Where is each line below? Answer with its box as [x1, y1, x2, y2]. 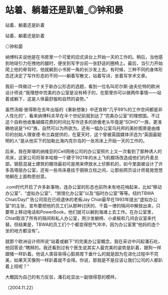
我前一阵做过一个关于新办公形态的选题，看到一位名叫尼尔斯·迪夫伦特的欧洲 [5, 83, 160, 89]
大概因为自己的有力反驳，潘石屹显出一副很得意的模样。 [5, 273, 119, 280]
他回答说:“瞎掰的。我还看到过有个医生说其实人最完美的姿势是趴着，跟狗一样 [5, 244, 161, 250]
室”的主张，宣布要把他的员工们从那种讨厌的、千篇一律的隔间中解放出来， [5, 202, 156, 208]
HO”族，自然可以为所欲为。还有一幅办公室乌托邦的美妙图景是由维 [24, 125, 160, 131]
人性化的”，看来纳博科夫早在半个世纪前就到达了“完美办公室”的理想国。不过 [5, 112, 160, 118]
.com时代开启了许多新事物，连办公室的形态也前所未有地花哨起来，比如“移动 [5, 183, 162, 190]
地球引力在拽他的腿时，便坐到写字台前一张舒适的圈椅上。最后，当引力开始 [9, 60, 163, 66]
